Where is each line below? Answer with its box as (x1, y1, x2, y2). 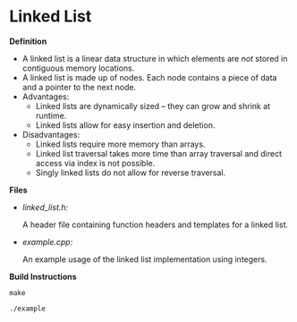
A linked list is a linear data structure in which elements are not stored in (21, 53, 288, 64)
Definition (9, 36, 47, 47)
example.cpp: (21, 236, 73, 247)
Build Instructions (9, 271, 78, 282)
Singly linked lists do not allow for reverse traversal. (35, 167, 226, 178)
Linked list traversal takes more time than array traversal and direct (35, 148, 283, 158)
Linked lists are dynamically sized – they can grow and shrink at (35, 100, 271, 111)
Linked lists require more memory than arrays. (35, 139, 206, 149)
